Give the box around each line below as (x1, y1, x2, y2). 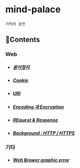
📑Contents (5, 35, 40, 44)
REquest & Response (12, 117, 58, 123)
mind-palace (5, 4, 61, 15)
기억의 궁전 (5, 22, 26, 27)
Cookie (12, 77, 29, 83)
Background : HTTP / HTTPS (12, 130, 75, 136)
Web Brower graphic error (12, 157, 70, 163)
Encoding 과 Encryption (12, 103, 64, 110)
